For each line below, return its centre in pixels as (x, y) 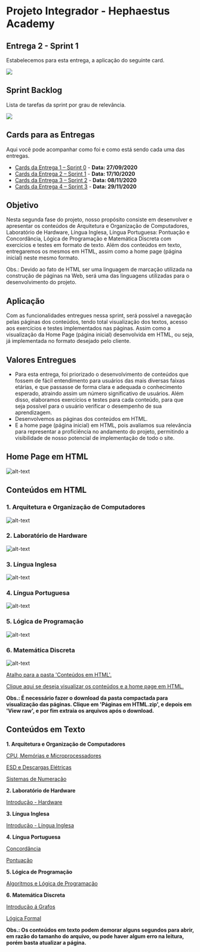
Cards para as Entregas (51, 135)
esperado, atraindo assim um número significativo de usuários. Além (99, 393)
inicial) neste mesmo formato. (43, 258)
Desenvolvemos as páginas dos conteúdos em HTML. (81, 419)
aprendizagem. (33, 412)
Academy (30, 24)
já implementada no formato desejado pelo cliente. (69, 341)
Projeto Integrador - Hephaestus (88, 11)
